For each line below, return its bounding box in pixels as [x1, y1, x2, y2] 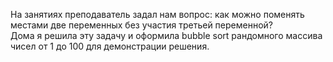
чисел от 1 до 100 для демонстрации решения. [10, 40, 210, 52]
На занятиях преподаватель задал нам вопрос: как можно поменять [10, 9, 305, 20]
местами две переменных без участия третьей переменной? [10, 19, 273, 31]
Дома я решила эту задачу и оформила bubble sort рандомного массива [10, 30, 323, 41]
